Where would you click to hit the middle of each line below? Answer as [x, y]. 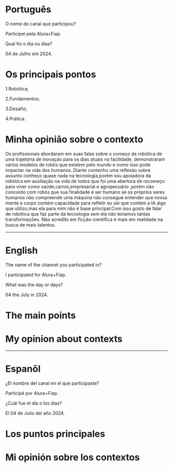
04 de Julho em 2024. [29, 54]
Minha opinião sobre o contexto [74, 140]
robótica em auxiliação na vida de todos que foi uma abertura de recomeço [85, 181]
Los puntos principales [55, 434]
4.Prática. [15, 118]
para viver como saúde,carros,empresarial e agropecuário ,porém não [80, 186]
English [22, 250]
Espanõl [23, 369]
